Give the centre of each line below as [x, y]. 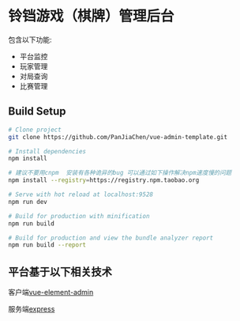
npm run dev [28, 202]
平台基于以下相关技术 [60, 272]
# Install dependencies [47, 151]
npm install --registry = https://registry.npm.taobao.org [104, 180]
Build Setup [37, 111]
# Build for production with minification [79, 216]
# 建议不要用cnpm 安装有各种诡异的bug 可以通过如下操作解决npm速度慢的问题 [120, 173]
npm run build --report [47, 245]
